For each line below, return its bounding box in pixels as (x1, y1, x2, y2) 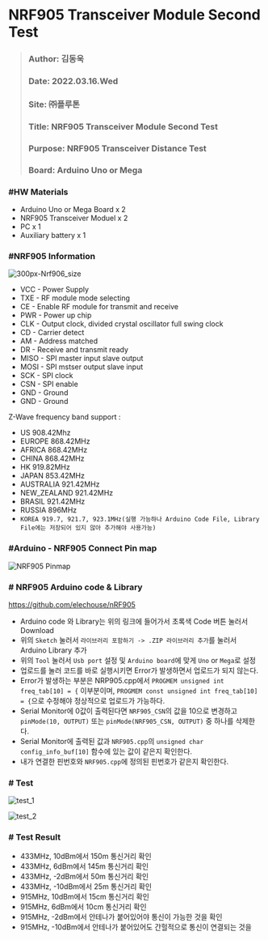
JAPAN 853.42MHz (19, 471, 85, 481)
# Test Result (8, 832, 61, 843)
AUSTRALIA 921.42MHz (19, 479, 100, 489)
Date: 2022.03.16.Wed (27, 75, 119, 87)
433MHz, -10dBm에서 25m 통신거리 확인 (19, 881, 152, 891)
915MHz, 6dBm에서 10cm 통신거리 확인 (19, 901, 147, 912)
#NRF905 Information (8, 250, 95, 262)
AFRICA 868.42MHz (19, 445, 88, 455)
